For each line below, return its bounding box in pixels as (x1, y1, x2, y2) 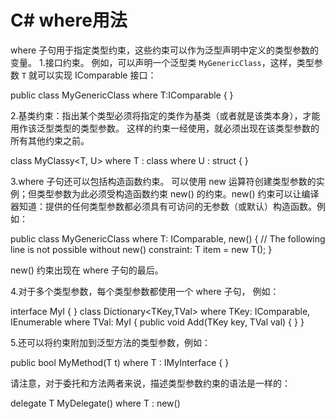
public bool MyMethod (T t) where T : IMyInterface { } (10, 356, 230, 368)
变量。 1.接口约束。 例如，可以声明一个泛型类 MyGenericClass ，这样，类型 (10, 56, 315, 68)
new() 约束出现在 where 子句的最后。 (10, 264, 164, 276)
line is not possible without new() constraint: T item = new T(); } (10, 243, 273, 255)
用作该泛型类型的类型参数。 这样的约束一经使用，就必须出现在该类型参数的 (10, 122, 320, 134)
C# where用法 (10, 9, 128, 32)
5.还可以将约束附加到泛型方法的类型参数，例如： (10, 336, 211, 348)
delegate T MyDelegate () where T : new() (10, 397, 181, 409)
